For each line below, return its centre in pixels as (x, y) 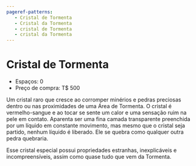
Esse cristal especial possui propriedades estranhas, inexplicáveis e (92, 150)
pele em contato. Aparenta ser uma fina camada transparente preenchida (98, 119)
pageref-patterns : (30, 12)
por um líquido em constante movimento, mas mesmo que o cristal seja (96, 126)
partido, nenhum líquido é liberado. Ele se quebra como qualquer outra (95, 132)
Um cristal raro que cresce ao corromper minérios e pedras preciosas (94, 100)
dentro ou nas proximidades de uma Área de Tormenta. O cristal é (89, 106)
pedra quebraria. (27, 139)
